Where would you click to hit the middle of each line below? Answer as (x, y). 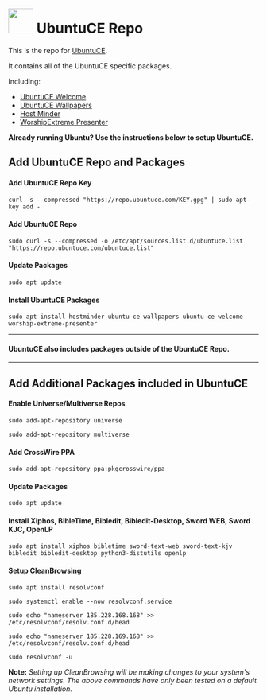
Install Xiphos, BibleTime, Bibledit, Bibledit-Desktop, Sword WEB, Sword (130, 520)
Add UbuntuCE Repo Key (50, 182)
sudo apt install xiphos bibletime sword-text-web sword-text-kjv (120, 546)
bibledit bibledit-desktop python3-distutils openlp (97, 553)
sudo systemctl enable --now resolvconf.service (90, 601)
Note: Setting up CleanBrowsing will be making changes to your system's (129, 671)
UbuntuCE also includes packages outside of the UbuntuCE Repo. (119, 348)
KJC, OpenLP (31, 529)
